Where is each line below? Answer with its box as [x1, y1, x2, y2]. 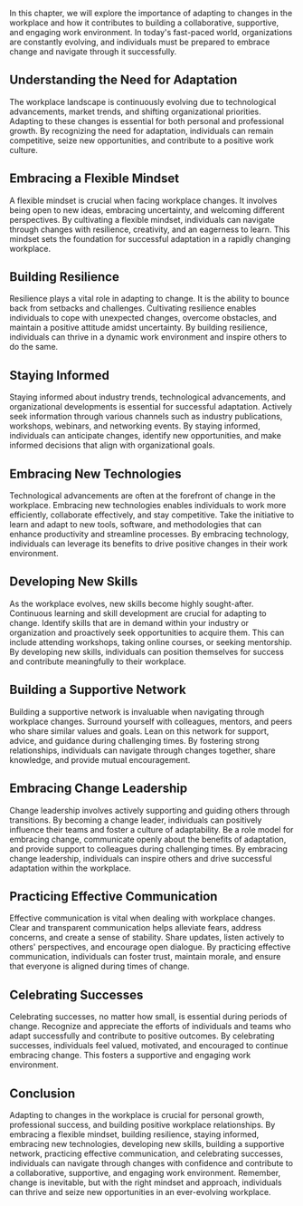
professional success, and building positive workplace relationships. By [9, 1119, 276, 1130]
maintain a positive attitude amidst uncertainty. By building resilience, [9, 322, 269, 333]
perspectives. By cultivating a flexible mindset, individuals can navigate [9, 214, 276, 225]
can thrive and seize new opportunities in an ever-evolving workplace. [9, 1186, 271, 1197]
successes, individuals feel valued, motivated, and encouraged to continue [9, 1040, 289, 1051]
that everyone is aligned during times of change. [9, 960, 190, 972]
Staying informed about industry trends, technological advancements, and [9, 391, 287, 402]
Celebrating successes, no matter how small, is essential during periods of [9, 1011, 288, 1022]
